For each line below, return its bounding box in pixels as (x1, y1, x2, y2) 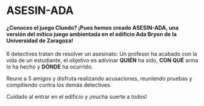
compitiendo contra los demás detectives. (6, 81, 112, 88)
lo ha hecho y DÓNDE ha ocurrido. (6, 63, 93, 70)
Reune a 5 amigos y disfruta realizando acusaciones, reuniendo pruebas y (6, 75, 193, 82)
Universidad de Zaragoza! (6, 37, 74, 44)
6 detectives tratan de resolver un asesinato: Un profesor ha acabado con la (6, 50, 197, 58)
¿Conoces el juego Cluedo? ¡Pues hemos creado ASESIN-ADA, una (6, 24, 179, 31)
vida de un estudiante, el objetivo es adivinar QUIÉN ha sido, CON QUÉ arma (6, 57, 199, 64)
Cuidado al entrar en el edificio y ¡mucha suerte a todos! (6, 93, 147, 101)
